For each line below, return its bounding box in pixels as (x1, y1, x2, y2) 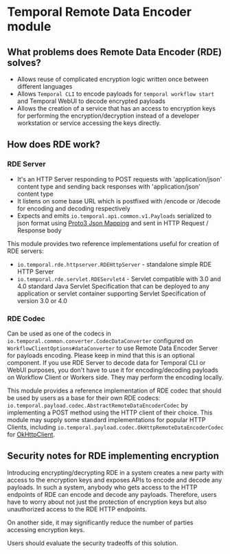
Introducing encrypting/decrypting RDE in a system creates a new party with (7, 468, 224, 476)
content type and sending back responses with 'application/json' (16, 182, 201, 190)
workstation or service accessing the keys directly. (16, 119, 161, 127)
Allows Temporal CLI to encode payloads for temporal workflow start (16, 90, 215, 98)
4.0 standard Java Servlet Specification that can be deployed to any (16, 282, 209, 290)
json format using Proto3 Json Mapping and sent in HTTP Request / (16, 219, 209, 227)
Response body (16, 226, 62, 234)
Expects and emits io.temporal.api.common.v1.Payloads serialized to (16, 211, 211, 220)
